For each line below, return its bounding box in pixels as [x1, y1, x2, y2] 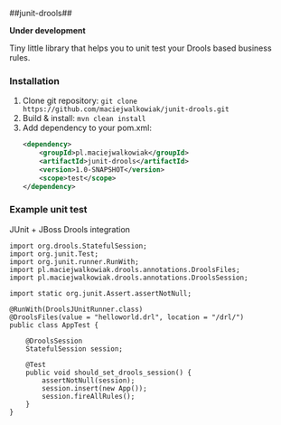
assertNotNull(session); [42, 375, 136, 385]
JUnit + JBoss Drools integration [9, 223, 131, 234]
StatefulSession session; [25, 344, 124, 354]
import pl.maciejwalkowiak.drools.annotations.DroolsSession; [9, 273, 248, 282]
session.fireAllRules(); [42, 392, 136, 401]
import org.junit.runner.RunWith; [9, 257, 140, 266]
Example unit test [9, 203, 88, 216]
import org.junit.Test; [9, 249, 99, 259]
